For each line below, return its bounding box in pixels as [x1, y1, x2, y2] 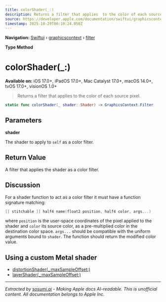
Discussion [5, 181, 41, 189]
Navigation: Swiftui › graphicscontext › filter [5, 35, 95, 41]
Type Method [5, 44, 34, 50]
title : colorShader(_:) [5, 7, 54, 12]
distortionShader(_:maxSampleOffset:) [12, 266, 90, 273]
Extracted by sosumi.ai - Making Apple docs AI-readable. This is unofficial [5, 286, 157, 292]
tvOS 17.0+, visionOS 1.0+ [5, 83, 57, 89]
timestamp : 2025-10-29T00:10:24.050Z [5, 21, 83, 26]
